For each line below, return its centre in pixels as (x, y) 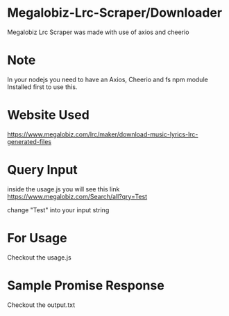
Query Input (42, 170)
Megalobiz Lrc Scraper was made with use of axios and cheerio (98, 32)
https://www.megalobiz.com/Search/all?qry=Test (77, 196)
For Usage (37, 238)
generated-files (29, 141)
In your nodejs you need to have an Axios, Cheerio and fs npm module (108, 79)
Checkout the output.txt (41, 305)
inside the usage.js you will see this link (63, 189)
